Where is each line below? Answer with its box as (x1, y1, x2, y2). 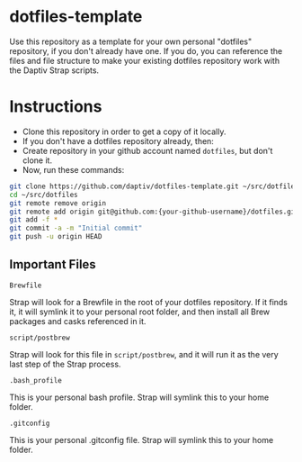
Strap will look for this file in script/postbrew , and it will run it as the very (9, 349, 279, 359)
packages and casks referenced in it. (9, 315, 147, 326)
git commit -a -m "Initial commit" (9, 223, 143, 233)
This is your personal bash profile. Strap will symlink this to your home (9, 392, 270, 403)
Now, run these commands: (22, 164, 125, 175)
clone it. (22, 155, 52, 166)
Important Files (9, 257, 96, 272)
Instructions (9, 96, 102, 117)
